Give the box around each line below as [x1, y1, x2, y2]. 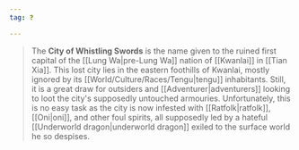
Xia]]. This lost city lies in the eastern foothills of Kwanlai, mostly [31, 64, 270, 75]
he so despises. [31, 130, 90, 141]
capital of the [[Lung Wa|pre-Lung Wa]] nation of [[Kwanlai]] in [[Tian [31, 54, 287, 65]
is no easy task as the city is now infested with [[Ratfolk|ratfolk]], [31, 102, 271, 112]
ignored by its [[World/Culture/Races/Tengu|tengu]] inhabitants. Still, [31, 73, 286, 85]
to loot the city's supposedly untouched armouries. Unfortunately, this [31, 93, 291, 104]
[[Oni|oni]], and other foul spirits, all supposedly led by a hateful [31, 112, 268, 122]
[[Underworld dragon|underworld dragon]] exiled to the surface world [31, 121, 290, 132]
